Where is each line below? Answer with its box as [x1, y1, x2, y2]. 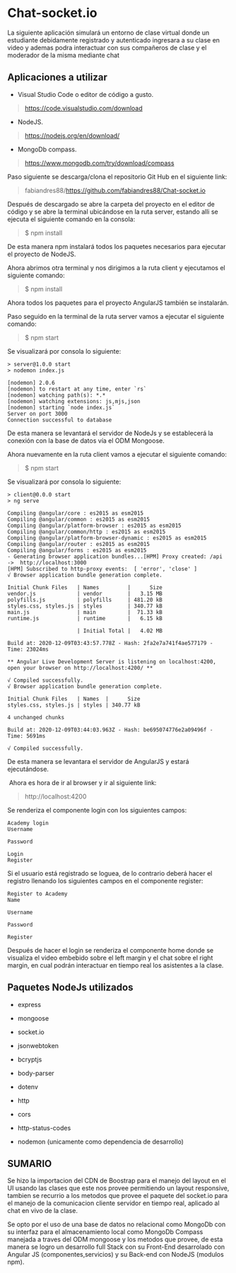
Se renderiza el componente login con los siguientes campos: [7, 806, 187, 814]
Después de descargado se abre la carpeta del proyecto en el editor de [7, 199, 216, 208]
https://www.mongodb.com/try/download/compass [24, 158, 175, 167]
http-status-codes [17, 1123, 71, 1132]
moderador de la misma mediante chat [7, 51, 120, 59]
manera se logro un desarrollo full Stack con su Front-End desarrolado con [7, 1243, 225, 1251]
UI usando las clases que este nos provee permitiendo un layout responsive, [7, 1184, 230, 1192]
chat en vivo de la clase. [7, 1207, 78, 1215]
